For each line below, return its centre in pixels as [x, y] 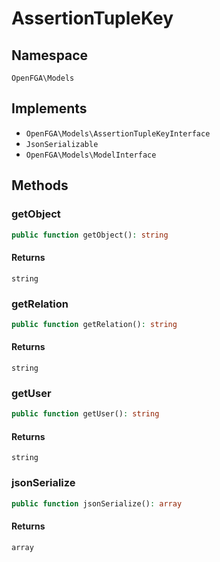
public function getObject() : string [90, 235]
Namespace [50, 55]
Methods [40, 185]
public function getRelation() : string [94, 324]
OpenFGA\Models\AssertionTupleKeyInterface [118, 133]
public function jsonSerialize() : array [97, 503]
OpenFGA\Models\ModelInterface [91, 155]
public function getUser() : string [85, 414]
